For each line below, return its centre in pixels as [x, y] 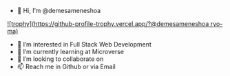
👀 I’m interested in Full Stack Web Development [84, 44]
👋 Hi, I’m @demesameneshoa [59, 11]
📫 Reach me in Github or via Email [66, 66]
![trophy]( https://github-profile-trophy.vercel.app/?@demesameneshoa [108, 24]
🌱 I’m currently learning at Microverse [70, 52]
